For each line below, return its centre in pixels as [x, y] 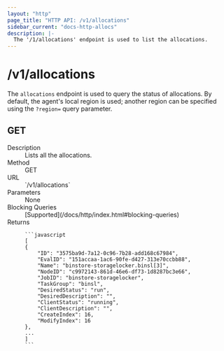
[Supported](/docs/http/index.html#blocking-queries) [102, 214]
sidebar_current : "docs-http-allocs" [62, 27]
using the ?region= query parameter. [60, 109]
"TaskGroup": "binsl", [70, 284]
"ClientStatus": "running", [78, 302]
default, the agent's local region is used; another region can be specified [112, 102]
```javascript [45, 235]
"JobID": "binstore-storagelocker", [91, 277]
